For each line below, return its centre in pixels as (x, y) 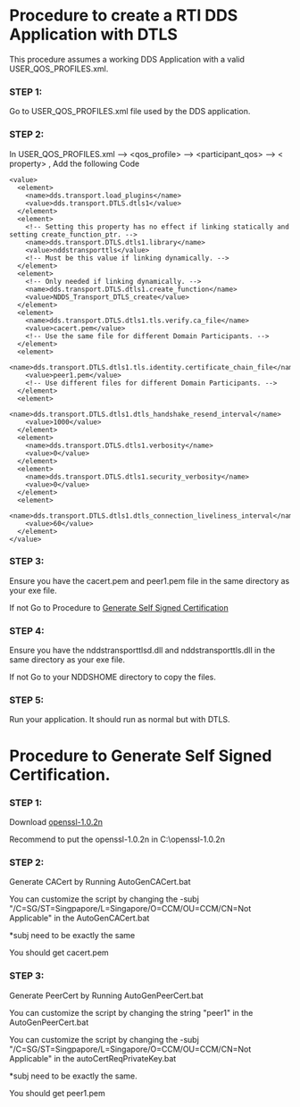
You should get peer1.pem (57, 1093)
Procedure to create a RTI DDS (124, 16)
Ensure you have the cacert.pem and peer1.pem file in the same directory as (150, 580)
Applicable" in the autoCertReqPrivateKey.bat (93, 1058)
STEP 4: (27, 630)
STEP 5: (27, 700)
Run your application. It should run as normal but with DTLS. (120, 720)
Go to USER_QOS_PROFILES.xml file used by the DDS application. (130, 112)
